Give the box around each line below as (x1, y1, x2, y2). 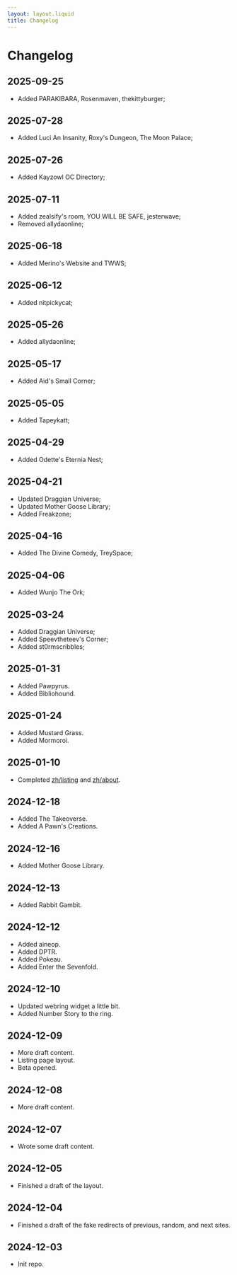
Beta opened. (17, 1063, 57, 1072)
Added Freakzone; (17, 509, 72, 518)
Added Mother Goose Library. (17, 861, 105, 870)
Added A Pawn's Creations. (17, 822, 98, 831)
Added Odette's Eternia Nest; (17, 455, 104, 463)
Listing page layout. (17, 1056, 76, 1065)
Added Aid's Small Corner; (17, 376, 96, 386)
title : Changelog (7, 17, 59, 24)
